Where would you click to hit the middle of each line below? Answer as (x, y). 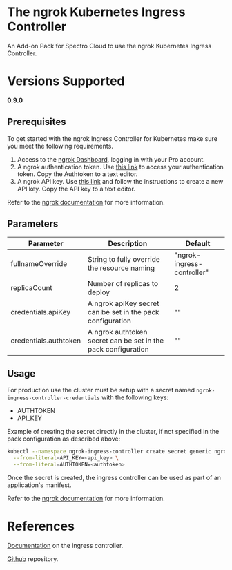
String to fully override (124, 259)
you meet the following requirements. (60, 146)
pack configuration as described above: (64, 439)
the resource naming (121, 268)
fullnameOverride (39, 263)
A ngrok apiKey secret (123, 303)
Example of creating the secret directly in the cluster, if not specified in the (113, 432)
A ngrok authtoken (117, 332)
